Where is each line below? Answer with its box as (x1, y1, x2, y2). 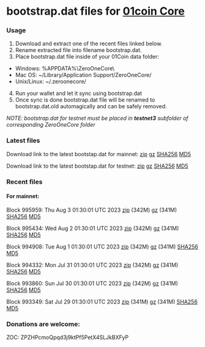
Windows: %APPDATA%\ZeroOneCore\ (15, 65, 115, 72)
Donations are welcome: (6, 319, 81, 328)
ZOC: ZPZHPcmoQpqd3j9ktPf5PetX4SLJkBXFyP (6, 334, 129, 341)
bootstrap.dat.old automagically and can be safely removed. (15, 103, 167, 110)
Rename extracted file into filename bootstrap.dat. (15, 47, 142, 54)
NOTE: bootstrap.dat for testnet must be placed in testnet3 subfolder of (6, 114, 188, 122)
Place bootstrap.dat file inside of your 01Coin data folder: (15, 53, 159, 61)
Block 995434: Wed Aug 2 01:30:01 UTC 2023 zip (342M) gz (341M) (6, 225, 179, 232)
